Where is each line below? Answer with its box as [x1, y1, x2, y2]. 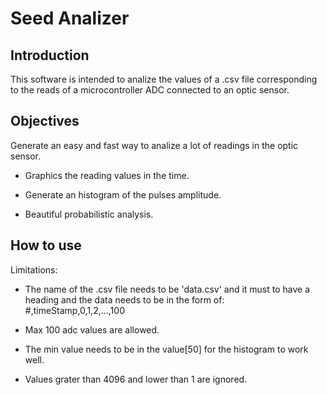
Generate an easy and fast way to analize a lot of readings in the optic [10, 139, 299, 151]
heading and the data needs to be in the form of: [24, 293, 225, 306]
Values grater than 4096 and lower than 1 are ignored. [24, 373, 248, 385]
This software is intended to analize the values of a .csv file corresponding [10, 73, 318, 85]
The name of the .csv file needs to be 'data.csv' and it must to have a [24, 283, 311, 295]
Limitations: [10, 263, 58, 276]
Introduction [10, 47, 90, 64]
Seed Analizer [10, 7, 130, 30]
